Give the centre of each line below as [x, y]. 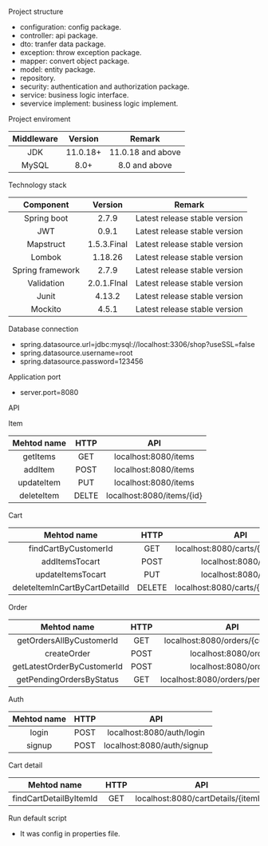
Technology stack [37, 185]
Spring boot [46, 218]
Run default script [37, 818]
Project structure [36, 12]
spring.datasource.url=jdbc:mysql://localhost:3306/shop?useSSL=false [137, 344]
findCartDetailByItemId [55, 798]
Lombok [46, 257]
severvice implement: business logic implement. [99, 104]
